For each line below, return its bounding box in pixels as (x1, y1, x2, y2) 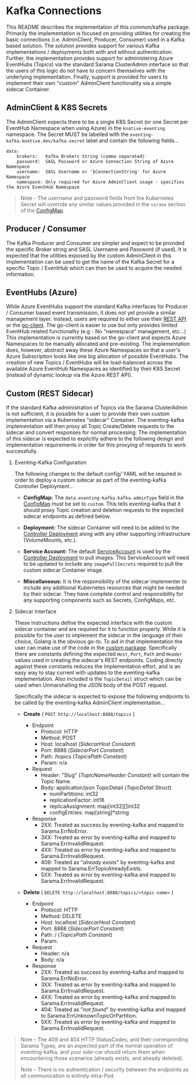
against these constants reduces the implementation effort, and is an (14, 663, 181, 670)
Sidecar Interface (14, 608, 57, 615)
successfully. (6, 448, 38, 455)
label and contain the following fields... (85, 137, 180, 144)
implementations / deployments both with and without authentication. (6, 48, 174, 55)
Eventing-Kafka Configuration (14, 459, 87, 466)
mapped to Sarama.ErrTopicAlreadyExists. (40, 865, 142, 872)
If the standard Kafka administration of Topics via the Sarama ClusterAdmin (6, 404, 188, 411)
